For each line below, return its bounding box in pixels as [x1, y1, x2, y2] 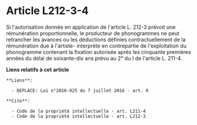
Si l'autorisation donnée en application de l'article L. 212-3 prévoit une [6, 23, 176, 31]
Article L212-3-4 [6, 4, 89, 18]
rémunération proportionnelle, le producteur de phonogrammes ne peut [6, 29, 180, 36]
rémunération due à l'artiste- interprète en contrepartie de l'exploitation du [6, 42, 187, 49]
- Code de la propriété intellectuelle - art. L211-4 [11, 108, 146, 114]
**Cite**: [6, 98, 31, 104]
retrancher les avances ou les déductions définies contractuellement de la [6, 36, 186, 43]
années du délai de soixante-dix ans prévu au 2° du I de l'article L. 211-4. [6, 55, 182, 62]
